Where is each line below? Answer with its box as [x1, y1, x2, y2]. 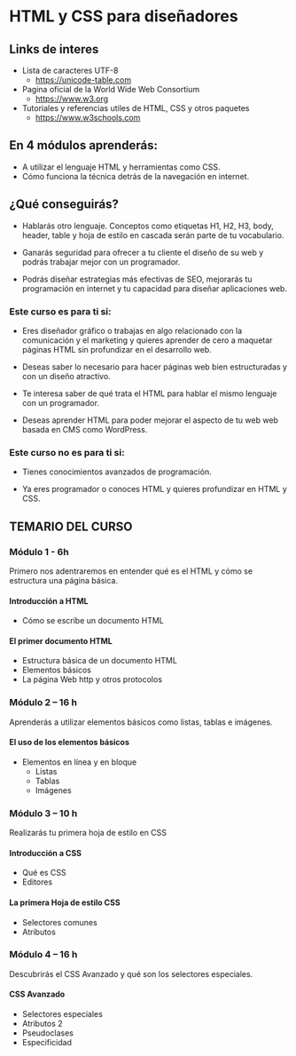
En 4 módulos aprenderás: [9, 138, 158, 153]
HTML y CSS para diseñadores [9, 6, 238, 27]
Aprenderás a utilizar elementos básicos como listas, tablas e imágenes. [9, 717, 273, 727]
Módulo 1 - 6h [9, 545, 69, 558]
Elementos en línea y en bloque [21, 757, 137, 767]
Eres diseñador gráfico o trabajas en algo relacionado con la [21, 325, 243, 336]
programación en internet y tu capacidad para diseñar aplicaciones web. [21, 282, 288, 294]
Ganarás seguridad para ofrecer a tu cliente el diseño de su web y [21, 247, 264, 258]
